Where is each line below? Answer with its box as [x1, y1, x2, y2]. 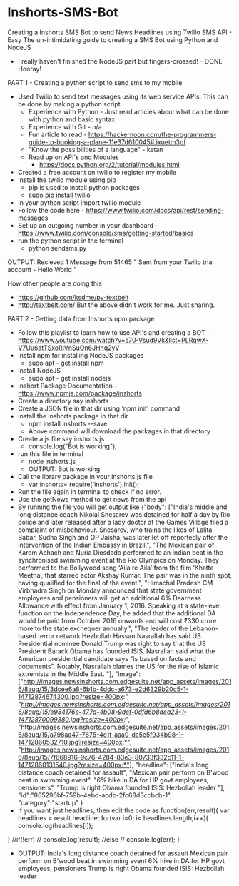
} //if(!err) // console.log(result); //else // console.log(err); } [7, 835, 180, 843]
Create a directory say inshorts [17, 396, 109, 405]
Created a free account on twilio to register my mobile [17, 168, 177, 176]
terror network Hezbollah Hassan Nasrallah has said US [38, 631, 201, 640]
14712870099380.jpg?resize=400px [17, 715, 124, 723]
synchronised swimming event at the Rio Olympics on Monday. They [17, 555, 220, 564]
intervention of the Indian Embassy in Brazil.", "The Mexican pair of [17, 540, 215, 549]
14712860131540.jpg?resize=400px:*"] [17, 760, 132, 769]
